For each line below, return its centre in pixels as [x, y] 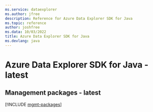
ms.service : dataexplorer [31, 9]
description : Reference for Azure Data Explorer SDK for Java [69, 18]
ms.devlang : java [22, 41]
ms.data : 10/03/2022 [26, 32]
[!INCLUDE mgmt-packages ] [33, 104]
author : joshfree [22, 28]
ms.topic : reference [26, 23]
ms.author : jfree [22, 14]
